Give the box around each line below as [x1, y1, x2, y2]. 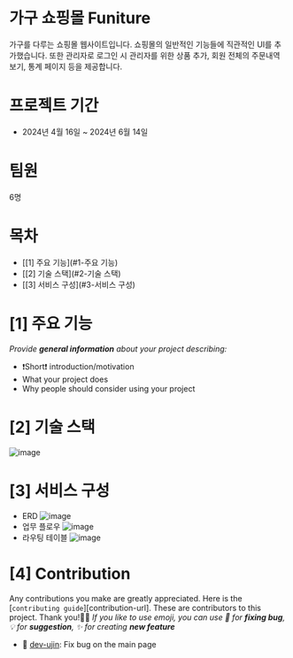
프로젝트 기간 [9, 96, 99, 116]
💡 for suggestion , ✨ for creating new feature [9, 621, 175, 631]
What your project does [21, 374, 109, 384]
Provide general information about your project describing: [9, 343, 227, 354]
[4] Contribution [9, 563, 131, 584]
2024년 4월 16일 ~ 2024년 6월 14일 [21, 126, 149, 137]
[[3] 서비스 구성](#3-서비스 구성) [21, 279, 135, 290]
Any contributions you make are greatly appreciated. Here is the [9, 592, 243, 603]
